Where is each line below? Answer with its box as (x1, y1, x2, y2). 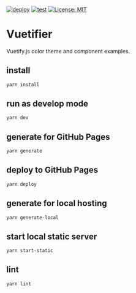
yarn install (6, 82, 40, 88)
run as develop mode (6, 99, 89, 109)
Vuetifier (6, 28, 53, 41)
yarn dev (6, 115, 29, 121)
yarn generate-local (6, 215, 59, 221)
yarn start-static (6, 248, 53, 254)
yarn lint (6, 281, 32, 287)
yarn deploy (6, 181, 37, 187)
